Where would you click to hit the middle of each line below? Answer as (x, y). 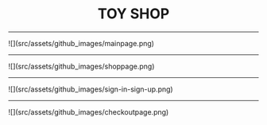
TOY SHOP (133, 14)
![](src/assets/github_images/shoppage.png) (81, 66)
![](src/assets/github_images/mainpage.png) (81, 43)
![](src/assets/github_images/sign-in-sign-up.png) (91, 89)
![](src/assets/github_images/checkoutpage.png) (89, 111)
